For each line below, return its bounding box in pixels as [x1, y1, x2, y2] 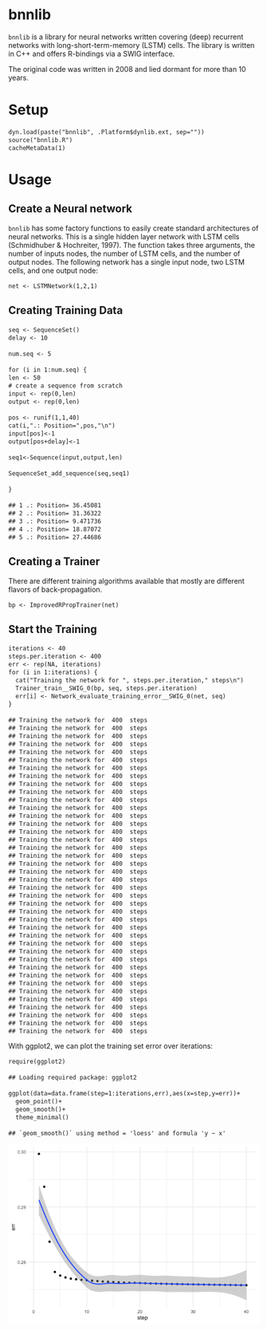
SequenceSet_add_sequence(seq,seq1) [8, 469, 130, 478]
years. [8, 73, 29, 82]
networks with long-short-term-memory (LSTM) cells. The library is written [8, 40, 255, 49]
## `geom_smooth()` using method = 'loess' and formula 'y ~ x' [8, 1130, 226, 1138]
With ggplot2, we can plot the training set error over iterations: [8, 1041, 214, 1051]
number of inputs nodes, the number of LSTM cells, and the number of [8, 249, 241, 258]
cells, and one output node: [8, 266, 98, 275]
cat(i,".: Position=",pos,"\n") [8, 421, 116, 430]
